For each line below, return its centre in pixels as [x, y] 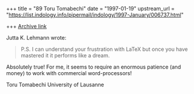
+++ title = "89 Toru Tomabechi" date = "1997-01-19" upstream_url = [90, 9]
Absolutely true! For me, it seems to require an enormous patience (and [94, 67]
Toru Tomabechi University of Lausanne [55, 85]
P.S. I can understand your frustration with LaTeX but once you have [104, 49]
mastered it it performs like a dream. [65, 55]
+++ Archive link [26, 26]
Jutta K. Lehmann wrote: [36, 38]
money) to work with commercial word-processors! [69, 73]
